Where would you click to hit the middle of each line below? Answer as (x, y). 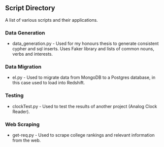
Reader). (21, 111)
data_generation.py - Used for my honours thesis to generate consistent (85, 43)
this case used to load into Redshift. (49, 83)
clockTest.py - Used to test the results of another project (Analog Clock (85, 106)
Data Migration (23, 67)
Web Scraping (22, 124)
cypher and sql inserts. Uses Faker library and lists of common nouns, (83, 49)
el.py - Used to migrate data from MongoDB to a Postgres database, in (84, 77)
